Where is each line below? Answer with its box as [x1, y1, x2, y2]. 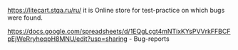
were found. [7, 13, 43, 22]
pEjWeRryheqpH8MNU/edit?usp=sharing [7, 35, 128, 43]
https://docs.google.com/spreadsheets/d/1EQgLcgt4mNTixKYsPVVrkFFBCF [7, 27, 231, 35]
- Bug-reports [129, 35, 170, 43]
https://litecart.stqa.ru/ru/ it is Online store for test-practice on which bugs [7, 6, 225, 14]
